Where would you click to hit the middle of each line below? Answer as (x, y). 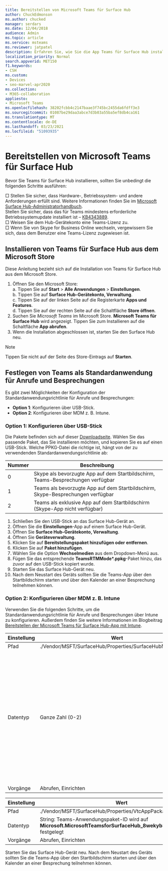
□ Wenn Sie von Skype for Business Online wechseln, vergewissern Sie (79, 228)
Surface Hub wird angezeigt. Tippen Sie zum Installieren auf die (78, 321)
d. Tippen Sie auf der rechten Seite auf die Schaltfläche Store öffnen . (84, 311)
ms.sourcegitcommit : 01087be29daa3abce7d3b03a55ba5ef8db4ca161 (72, 113)
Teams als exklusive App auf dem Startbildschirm (92, 503)
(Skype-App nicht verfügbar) (68, 509)
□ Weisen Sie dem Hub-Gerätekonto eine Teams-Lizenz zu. (67, 223)
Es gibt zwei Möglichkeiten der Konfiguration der (55, 392)
